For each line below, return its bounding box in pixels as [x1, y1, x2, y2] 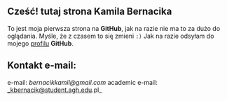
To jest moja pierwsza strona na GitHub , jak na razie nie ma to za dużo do [7, 24, 221, 32]
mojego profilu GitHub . [7, 39, 74, 48]
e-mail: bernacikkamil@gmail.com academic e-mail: [7, 78, 158, 86]
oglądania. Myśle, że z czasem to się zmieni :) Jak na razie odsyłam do [7, 32, 214, 40]
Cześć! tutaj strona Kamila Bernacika [7, 6, 172, 18]
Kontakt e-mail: [7, 60, 77, 72]
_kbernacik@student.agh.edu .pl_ [7, 86, 102, 94]
